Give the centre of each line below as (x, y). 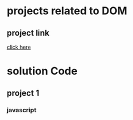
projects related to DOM (67, 11)
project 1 (23, 93)
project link (28, 33)
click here (19, 47)
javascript (22, 110)
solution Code (42, 71)
